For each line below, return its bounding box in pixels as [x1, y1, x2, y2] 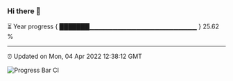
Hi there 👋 [7, 6, 42, 16]
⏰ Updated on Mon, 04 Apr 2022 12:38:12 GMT [7, 52, 142, 61]
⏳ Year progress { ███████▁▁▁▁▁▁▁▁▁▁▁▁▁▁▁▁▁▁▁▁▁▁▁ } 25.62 [7, 22, 220, 30]
